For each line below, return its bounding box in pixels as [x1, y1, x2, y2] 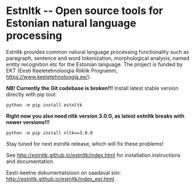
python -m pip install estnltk [6, 102, 83, 108]
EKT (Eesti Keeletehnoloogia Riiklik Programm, [6, 67, 118, 74]
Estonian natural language [6, 16, 136, 30]
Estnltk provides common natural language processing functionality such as [6, 48, 189, 55]
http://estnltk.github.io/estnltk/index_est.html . [6, 175, 118, 182]
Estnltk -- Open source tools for [6, 4, 163, 18]
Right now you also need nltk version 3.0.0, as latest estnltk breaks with [6, 112, 185, 119]
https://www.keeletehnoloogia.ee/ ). [6, 73, 92, 80]
